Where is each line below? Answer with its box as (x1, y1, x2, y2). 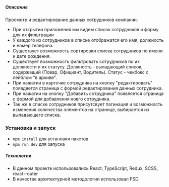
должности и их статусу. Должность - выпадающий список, (12, 63, 143, 70)
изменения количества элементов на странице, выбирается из (12, 106, 150, 113)
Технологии (5, 152, 32, 158)
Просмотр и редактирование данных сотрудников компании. (5, 17, 138, 23)
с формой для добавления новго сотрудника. (12, 96, 111, 102)
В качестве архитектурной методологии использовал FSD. (12, 176, 140, 182)
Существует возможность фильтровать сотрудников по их (12, 58, 140, 64)
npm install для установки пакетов (12, 136, 89, 142)
